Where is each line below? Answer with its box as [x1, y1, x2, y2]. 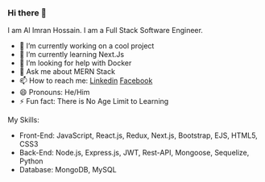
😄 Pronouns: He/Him [19, 88, 90, 97]
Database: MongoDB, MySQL [19, 165, 118, 175]
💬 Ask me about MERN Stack [19, 67, 116, 77]
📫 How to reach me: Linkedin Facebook [19, 76, 153, 85]
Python [19, 156, 43, 166]
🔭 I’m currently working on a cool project [19, 41, 155, 51]
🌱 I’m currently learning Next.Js [19, 50, 125, 60]
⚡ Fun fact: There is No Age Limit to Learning [19, 97, 169, 106]
